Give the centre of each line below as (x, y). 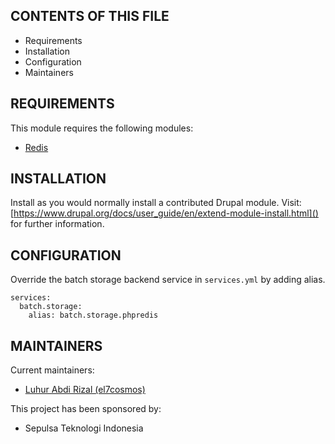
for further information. (57, 224)
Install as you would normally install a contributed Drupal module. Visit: (156, 203)
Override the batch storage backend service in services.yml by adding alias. (168, 280)
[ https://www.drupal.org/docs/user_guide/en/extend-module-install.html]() (164, 213)
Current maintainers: (52, 370)
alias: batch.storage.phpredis (93, 315)
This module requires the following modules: (102, 128)
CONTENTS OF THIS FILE (90, 16)
